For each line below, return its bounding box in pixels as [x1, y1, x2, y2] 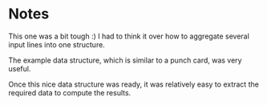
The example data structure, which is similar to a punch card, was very [8, 55, 242, 65]
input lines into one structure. [8, 39, 106, 49]
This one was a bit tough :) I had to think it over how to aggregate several [8, 31, 250, 41]
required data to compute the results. [8, 87, 131, 97]
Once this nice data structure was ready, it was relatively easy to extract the [8, 79, 259, 89]
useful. [8, 63, 31, 73]
